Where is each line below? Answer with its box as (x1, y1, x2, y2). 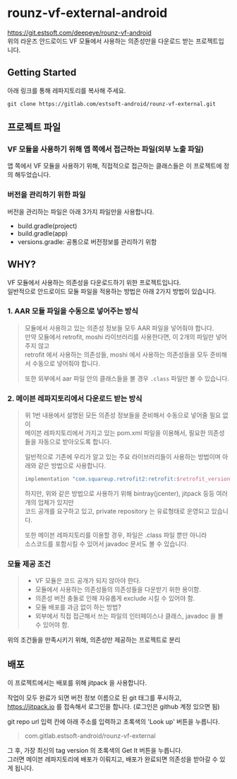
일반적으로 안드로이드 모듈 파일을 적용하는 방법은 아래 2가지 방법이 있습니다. (7, 287, 217, 295)
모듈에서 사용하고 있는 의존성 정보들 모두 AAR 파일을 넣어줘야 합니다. (24, 323, 214, 332)
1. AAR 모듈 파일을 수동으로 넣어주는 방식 (7, 306, 139, 316)
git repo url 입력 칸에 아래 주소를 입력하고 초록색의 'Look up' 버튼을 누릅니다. (7, 717, 220, 726)
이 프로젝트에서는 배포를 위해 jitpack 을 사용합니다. (7, 679, 147, 687)
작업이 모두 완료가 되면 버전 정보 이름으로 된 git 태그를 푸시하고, (7, 693, 182, 702)
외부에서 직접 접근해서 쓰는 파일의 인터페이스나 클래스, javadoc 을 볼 (35, 612, 224, 621)
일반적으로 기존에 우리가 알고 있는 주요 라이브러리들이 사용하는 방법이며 (24, 453, 221, 461)
